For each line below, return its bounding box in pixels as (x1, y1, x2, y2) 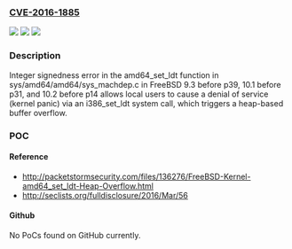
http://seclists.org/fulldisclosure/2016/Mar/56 (21, 190, 189, 200)
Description (9, 50, 61, 62)
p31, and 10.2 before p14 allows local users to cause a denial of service (9, 89, 269, 99)
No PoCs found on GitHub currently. (9, 230, 141, 240)
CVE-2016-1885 (9, 6, 80, 19)
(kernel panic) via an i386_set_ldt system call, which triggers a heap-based (9, 97, 284, 108)
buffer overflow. (9, 107, 68, 118)
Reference (9, 152, 49, 162)
